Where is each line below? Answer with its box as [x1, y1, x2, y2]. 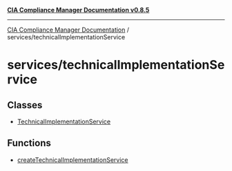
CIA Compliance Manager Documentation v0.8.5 [7, 6, 150, 14]
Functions [7, 137, 52, 149]
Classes [7, 99, 43, 111]
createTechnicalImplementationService [17, 155, 128, 164]
